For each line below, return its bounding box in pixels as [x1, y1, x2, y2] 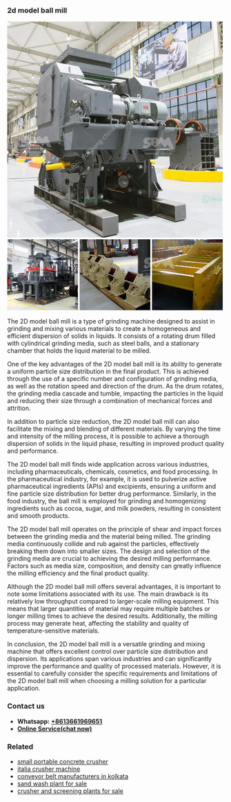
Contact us [7, 701, 45, 711]
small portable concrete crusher [17, 757, 109, 765]
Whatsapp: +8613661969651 [17, 717, 102, 725]
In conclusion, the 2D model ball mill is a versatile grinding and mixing [7, 640, 205, 649]
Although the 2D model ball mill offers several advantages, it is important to [7, 583, 221, 591]
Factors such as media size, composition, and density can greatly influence [7, 562, 221, 570]
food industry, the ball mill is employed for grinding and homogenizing [7, 497, 206, 505]
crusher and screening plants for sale [17, 787, 124, 795]
